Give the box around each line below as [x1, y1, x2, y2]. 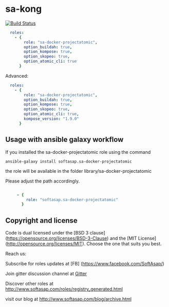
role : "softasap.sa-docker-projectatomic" [26, 197, 118, 202]
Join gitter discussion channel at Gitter [5, 270, 87, 277]
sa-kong [5, 3, 42, 15]
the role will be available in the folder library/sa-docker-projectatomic [5, 168, 152, 174]
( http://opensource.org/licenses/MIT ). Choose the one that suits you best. [5, 241, 162, 247]
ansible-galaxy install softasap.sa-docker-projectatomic [5, 159, 132, 164]
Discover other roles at [5, 281, 54, 287]
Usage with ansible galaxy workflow [5, 135, 124, 144]
